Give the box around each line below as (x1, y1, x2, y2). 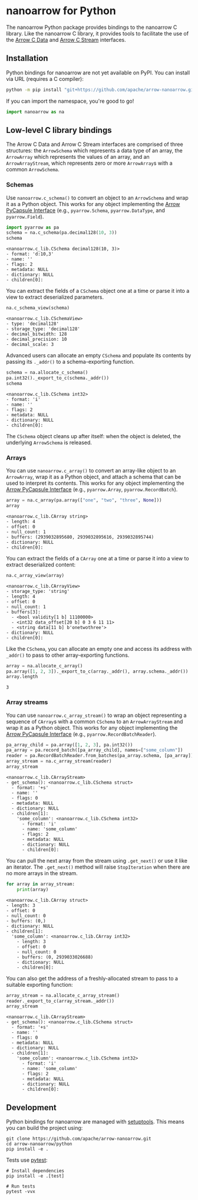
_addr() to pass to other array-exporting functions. (6, 651, 130, 658)
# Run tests (6, 1183, 35, 1189)
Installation (6, 53, 48, 63)
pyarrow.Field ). (6, 213, 44, 220)
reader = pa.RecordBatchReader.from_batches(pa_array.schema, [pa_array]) (6, 753, 194, 759)
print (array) (16, 886, 49, 892)
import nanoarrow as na (6, 109, 65, 115)
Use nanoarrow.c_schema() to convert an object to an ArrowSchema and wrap (6, 194, 189, 201)
